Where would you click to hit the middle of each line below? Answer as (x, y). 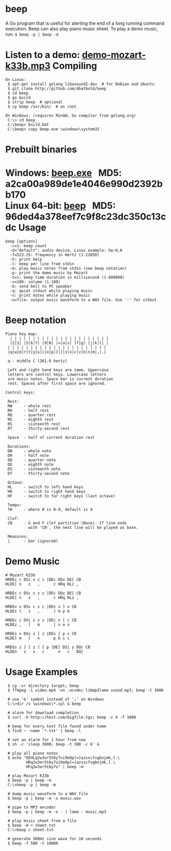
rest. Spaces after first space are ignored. (57, 383)
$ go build (19, 97)
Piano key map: (22, 334)
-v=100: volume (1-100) (35, 282)
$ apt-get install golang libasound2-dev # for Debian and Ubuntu (81, 84)
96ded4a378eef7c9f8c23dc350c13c (86, 217)
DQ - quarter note (32, 460)
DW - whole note (29, 451)
